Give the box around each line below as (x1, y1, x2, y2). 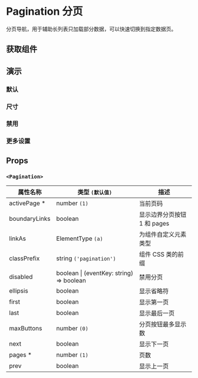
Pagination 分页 (6, 5, 84, 18)
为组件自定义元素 (139, 230, 187, 238)
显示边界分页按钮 (139, 211, 187, 219)
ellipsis (9, 287, 28, 295)
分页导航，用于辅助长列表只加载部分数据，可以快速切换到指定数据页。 (6, 25, 177, 32)
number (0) (56, 324, 88, 333)
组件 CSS (139, 250, 165, 258)
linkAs (9, 234, 27, 243)
